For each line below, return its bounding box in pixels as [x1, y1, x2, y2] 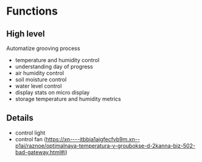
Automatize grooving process [6, 44, 80, 52]
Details [6, 113, 33, 123]
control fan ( [15, 135, 46, 143]
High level [6, 29, 45, 39]
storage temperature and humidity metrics [15, 96, 122, 102]
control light [15, 129, 46, 136]
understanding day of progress [15, 63, 93, 70]
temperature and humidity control [15, 57, 100, 63]
